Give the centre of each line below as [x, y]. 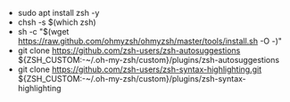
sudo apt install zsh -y [58, 13]
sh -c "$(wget [43, 31]
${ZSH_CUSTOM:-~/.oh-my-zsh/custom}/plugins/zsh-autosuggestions [148, 60]
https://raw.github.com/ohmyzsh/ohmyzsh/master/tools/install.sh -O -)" [150, 41]
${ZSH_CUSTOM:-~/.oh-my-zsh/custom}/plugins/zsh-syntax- [132, 78]
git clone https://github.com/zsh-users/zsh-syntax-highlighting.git [140, 69]
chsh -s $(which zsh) [57, 22]
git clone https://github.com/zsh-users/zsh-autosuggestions [129, 51]
